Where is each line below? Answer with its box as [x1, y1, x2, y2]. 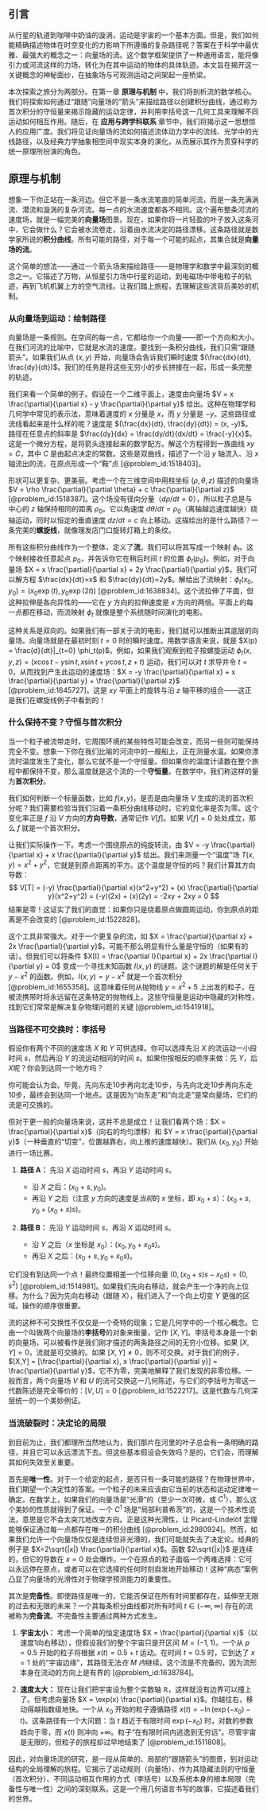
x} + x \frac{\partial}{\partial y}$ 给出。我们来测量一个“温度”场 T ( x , [36, 849, 255, 859]
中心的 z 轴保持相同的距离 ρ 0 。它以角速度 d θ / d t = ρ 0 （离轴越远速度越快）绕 [8, 503, 258, 515]
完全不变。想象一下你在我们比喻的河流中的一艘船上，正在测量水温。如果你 [8, 746, 252, 756]
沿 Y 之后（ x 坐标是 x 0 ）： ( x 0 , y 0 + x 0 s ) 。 [31, 1240, 165, 1251]
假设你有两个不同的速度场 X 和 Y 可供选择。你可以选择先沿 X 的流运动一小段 [8, 1043, 257, 1053]
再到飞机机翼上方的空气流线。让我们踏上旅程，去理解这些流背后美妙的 [21, 281, 252, 290]
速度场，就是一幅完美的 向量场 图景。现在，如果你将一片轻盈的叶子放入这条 [8, 214, 252, 224]
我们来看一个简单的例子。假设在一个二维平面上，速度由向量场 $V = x [8, 389, 234, 398]
